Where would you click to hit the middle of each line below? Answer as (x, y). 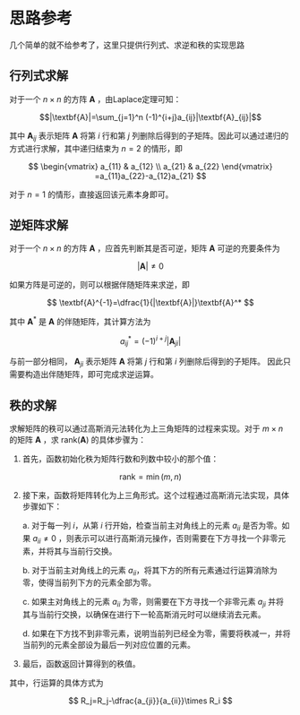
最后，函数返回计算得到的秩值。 (81, 664)
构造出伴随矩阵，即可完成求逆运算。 (91, 375)
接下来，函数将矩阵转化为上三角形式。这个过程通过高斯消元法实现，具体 (155, 495)
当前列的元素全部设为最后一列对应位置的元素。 (108, 645)
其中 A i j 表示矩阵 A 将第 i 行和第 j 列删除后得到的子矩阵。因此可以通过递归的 (149, 137)
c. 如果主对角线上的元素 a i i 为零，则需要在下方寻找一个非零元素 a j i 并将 (153, 603)
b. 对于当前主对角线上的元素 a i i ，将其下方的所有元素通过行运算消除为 (150, 571)
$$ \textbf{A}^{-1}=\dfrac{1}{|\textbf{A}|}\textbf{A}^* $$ (150, 303)
